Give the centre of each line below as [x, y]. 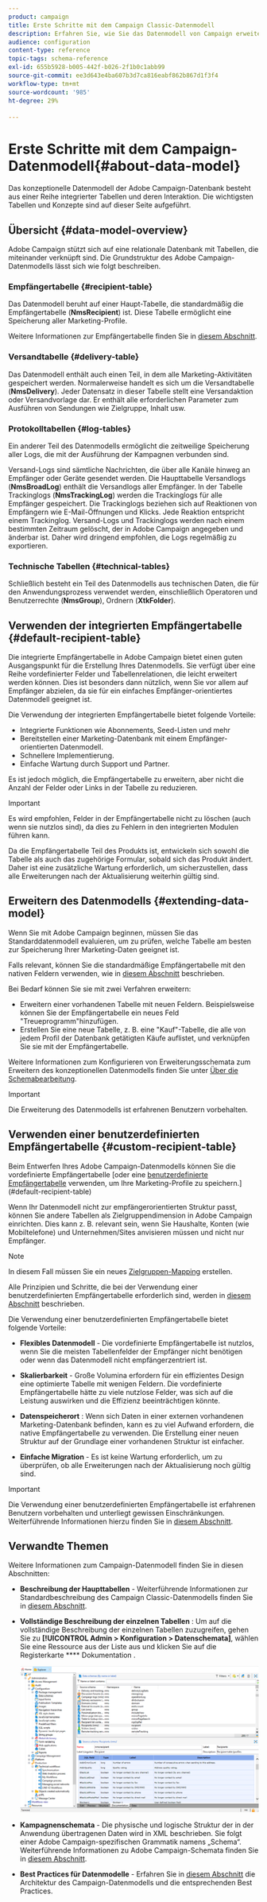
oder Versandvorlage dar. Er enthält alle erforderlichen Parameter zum [123, 399]
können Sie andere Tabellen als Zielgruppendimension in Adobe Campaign [130, 1215]
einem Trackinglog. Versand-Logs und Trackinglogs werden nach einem [126, 520]
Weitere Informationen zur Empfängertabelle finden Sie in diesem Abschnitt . [133, 336]
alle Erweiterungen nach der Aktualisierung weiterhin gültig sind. [114, 876]
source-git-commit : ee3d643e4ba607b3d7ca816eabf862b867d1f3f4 [113, 76]
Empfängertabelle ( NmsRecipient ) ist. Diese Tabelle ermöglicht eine [120, 312]
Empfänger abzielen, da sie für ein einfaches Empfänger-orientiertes [120, 691]
